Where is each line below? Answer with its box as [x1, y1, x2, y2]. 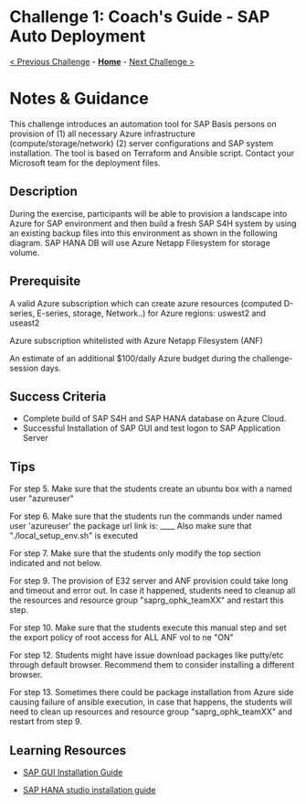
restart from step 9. [9, 716, 82, 727]
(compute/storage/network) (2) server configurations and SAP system [9, 137, 274, 148]
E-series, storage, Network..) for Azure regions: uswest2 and [36, 307, 267, 318]
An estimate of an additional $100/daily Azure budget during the [9, 352, 251, 363]
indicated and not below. [9, 558, 102, 569]
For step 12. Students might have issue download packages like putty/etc [9, 649, 285, 660]
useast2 [9, 317, 40, 328]
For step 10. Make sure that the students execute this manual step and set [9, 622, 287, 633]
